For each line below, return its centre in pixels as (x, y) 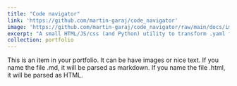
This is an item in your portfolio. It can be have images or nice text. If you (113, 60)
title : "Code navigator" (44, 14)
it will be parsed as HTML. (45, 75)
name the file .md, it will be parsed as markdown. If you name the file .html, (116, 68)
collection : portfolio (41, 40)
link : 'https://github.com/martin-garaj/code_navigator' (93, 20)
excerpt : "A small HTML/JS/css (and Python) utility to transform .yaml (116, 33)
